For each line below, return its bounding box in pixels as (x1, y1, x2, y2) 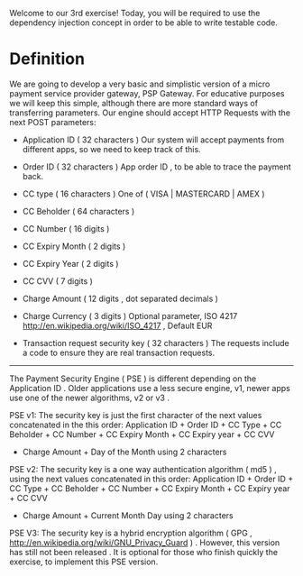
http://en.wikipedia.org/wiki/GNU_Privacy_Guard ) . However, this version (9, 536, 280, 548)
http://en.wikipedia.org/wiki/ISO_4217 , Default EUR (22, 320, 213, 331)
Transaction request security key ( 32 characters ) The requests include (22, 337, 290, 348)
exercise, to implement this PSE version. (9, 556, 159, 567)
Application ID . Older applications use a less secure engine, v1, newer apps (9, 382, 291, 393)
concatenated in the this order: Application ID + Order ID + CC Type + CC (9, 419, 282, 430)
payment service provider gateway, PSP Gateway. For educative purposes (9, 87, 285, 98)
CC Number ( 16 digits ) (22, 223, 110, 233)
